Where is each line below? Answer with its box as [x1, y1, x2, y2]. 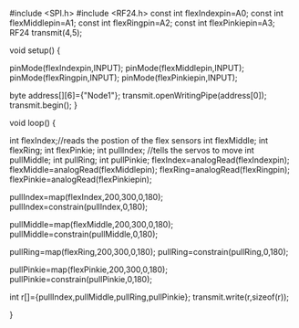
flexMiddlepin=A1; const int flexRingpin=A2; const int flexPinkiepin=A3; [9, 17, 275, 28]
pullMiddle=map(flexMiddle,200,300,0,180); [9, 219, 174, 229]
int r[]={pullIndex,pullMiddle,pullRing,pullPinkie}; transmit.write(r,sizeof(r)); [9, 291, 290, 302]
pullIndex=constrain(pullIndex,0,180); [9, 201, 149, 212]
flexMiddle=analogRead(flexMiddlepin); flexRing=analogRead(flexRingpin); [9, 164, 290, 175]
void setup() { [9, 45, 61, 56]
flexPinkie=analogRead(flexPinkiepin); [9, 174, 152, 185]
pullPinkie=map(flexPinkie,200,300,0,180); [9, 264, 169, 275]
